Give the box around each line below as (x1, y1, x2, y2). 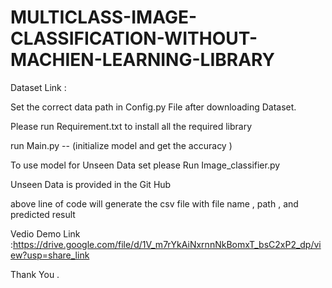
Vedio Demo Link (10, 227, 81, 240)
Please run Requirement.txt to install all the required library (10, 120, 253, 132)
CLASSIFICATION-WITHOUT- (10, 27, 258, 50)
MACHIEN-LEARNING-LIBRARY (10, 49, 276, 71)
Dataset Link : (10, 81, 67, 93)
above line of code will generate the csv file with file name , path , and (10, 197, 299, 210)
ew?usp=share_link (10, 249, 90, 261)
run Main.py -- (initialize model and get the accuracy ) (10, 139, 233, 151)
